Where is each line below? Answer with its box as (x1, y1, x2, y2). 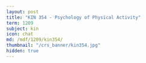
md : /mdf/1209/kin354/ (6, 37, 63, 43)
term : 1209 (6, 20, 34, 26)
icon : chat (6, 31, 34, 37)
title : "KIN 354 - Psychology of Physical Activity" (6, 14, 141, 20)
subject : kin (6, 25, 39, 32)
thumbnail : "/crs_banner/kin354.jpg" (6, 43, 101, 49)
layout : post (6, 8, 39, 15)
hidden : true (6, 48, 39, 54)
